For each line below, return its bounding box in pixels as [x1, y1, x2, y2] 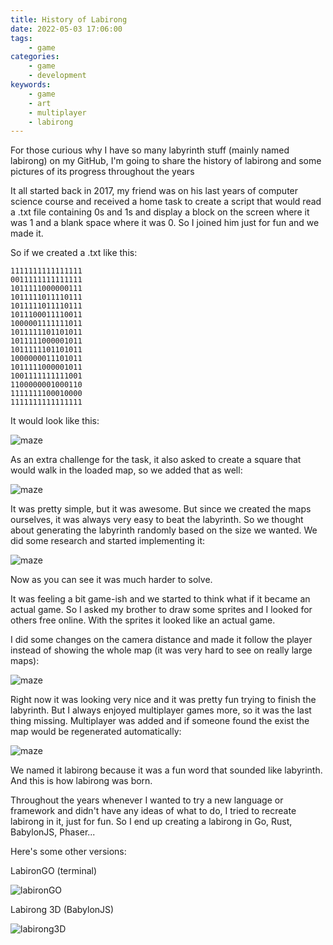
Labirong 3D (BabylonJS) [10, 904, 115, 916]
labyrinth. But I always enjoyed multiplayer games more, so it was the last [10, 704, 312, 716]
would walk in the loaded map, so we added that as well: [10, 464, 243, 476]
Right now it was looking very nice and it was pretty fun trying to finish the [10, 694, 317, 706]
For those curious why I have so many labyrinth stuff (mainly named [10, 144, 290, 156]
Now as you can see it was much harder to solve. [10, 574, 213, 586]
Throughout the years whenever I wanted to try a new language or [10, 794, 284, 806]
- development [28, 71, 87, 81]
